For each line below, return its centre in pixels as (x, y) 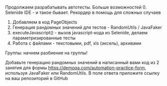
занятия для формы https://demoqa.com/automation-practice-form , (76, 68)
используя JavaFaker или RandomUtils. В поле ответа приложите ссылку (83, 73)
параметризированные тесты (44, 38)
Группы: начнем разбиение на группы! (46, 53)
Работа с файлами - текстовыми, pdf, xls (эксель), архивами (77, 43)
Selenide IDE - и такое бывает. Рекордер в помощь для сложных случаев (83, 12)
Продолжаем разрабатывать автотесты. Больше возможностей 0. (76, 7)
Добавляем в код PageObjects (45, 22)
